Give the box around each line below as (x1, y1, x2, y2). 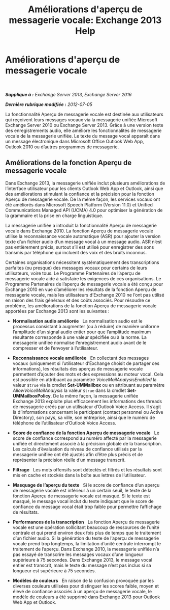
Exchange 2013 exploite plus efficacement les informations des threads (12, 398, 162, 404)
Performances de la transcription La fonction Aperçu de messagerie (12, 519, 160, 525)
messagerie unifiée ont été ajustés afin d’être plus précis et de (12, 451, 143, 457)
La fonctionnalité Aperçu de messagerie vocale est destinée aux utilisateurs (5, 111, 163, 117)
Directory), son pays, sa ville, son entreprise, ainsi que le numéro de (12, 414, 155, 420)
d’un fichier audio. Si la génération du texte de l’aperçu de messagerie (12, 535, 159, 541)
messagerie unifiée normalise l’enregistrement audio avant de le (12, 339, 147, 346)
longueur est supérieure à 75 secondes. (12, 567, 96, 574)
